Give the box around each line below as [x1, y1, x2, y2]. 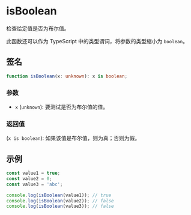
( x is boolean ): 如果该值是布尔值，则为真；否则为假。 [6, 135, 141, 142]
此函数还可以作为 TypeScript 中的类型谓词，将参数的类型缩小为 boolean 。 [6, 37, 188, 44]
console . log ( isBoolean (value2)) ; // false [6, 198, 114, 204]
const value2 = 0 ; [6, 175, 52, 181]
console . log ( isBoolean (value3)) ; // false [6, 203, 114, 210]
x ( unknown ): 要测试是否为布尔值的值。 [14, 103, 109, 111]
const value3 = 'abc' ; [6, 181, 63, 187]
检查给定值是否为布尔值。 [6, 25, 70, 32]
